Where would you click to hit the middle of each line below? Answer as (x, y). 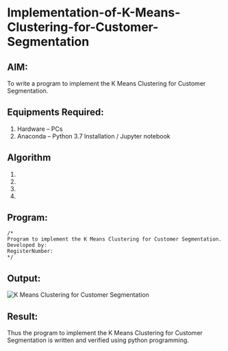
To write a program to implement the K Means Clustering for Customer (106, 83)
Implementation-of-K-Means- (94, 13)
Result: (23, 316)
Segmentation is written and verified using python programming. (98, 340)
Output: (24, 278)
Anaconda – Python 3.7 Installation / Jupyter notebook (93, 136)
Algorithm (29, 158)
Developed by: (27, 245)
